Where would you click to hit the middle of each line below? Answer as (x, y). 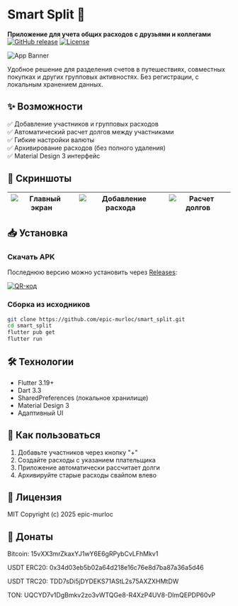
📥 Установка (38, 233)
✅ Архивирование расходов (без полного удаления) (86, 148)
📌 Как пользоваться (54, 435)
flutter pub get (31, 332)
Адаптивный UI (40, 413)
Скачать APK (31, 256)
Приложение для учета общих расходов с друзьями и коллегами (109, 34)
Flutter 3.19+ (36, 382)
